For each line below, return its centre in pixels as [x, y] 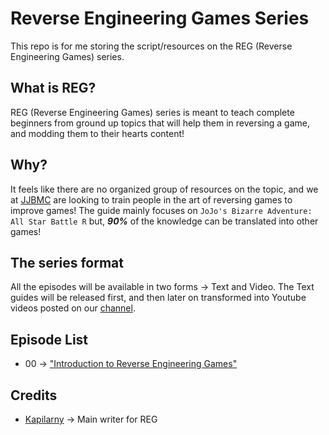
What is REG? [53, 88]
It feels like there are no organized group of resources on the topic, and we [164, 189]
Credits [34, 395]
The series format [67, 262]
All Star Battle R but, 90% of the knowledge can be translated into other [164, 221]
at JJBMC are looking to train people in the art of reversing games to [151, 199]
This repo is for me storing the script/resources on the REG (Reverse [151, 46]
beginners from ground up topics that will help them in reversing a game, [160, 123]
